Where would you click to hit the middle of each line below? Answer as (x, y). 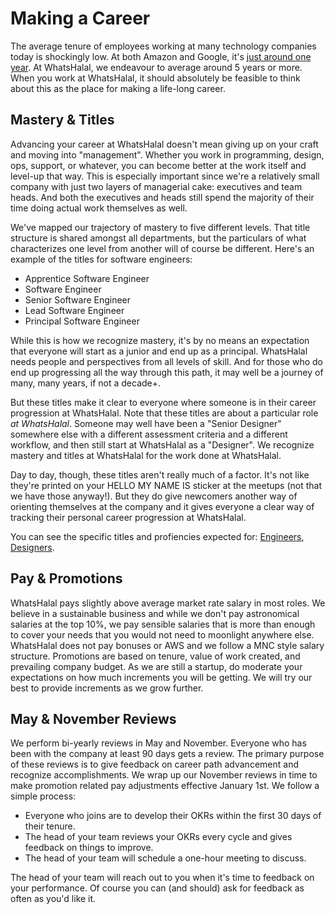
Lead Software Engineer (74, 310)
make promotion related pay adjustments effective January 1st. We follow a (165, 786)
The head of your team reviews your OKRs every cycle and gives (158, 837)
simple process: (43, 796)
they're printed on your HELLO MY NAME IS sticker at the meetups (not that (166, 485)
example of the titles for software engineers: (101, 259)
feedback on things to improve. (89, 848)
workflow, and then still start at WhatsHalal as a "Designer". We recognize (162, 444)
